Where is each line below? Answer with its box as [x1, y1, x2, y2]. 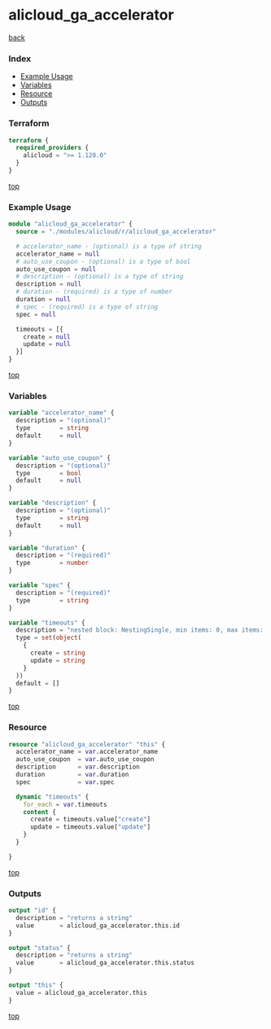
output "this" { [8, 981, 63, 990]
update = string [29, 656, 85, 664]
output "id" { [8, 906, 57, 915]
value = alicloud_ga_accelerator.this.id [15, 922, 181, 930]
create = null [23, 332, 71, 341]
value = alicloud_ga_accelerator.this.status [15, 959, 195, 967]
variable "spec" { [8, 581, 71, 589]
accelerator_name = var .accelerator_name [15, 747, 159, 756]
